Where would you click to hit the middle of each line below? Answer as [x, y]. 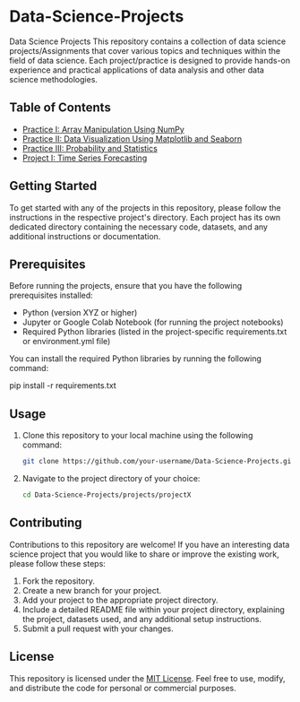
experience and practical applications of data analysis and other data [137, 70]
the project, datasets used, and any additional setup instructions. [142, 619]
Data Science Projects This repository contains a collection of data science [148, 41]
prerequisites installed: [51, 295]
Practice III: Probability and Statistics [90, 148]
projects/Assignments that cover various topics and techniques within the [145, 50]
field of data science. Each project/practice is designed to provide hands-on [150, 60]
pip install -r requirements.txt [63, 386]
